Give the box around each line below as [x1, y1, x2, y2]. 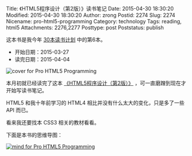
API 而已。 [6, 107, 32, 113]
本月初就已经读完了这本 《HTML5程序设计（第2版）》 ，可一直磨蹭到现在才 [6, 79, 186, 86]
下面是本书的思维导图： [6, 131, 63, 138]
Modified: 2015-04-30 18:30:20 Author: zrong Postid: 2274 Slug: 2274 [6, 12, 176, 19]
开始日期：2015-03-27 [14, 48, 69, 56]
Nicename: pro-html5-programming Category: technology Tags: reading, [6, 18, 182, 25]
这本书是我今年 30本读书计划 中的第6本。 [6, 36, 107, 43]
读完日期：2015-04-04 [14, 56, 70, 63]
